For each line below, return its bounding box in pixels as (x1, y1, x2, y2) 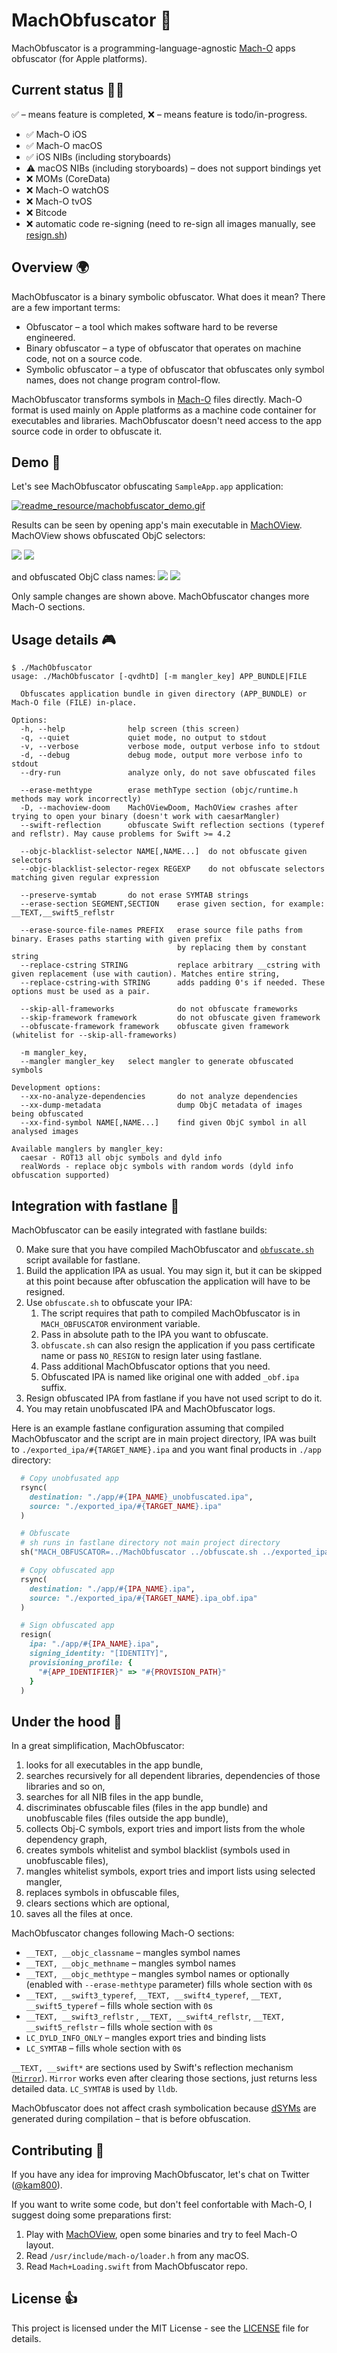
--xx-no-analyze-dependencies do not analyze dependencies (20, 1092, 299, 1102)
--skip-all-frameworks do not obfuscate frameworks (20, 1004, 299, 1014)
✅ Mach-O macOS (25, 139, 103, 151)
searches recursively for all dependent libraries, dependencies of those (25, 1770, 321, 1782)
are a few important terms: (11, 301, 121, 313)
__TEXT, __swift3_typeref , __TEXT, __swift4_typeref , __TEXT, (25, 1989, 283, 2001)
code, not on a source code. (25, 352, 143, 364)
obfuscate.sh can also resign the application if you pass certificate (40, 1339, 316, 1351)
